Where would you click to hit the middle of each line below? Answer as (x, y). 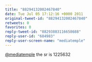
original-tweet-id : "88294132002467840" (46, 18)
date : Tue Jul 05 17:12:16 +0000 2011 (44, 14)
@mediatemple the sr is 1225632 (38, 54)
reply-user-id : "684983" (30, 37)
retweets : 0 (17, 23)
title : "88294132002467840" (33, 9)
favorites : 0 (18, 27)
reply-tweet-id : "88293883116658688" (43, 32)
